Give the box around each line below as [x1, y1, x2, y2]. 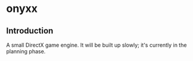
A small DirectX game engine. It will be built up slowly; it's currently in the [6, 41, 187, 48]
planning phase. [6, 48, 46, 55]
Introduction [6, 26, 54, 36]
